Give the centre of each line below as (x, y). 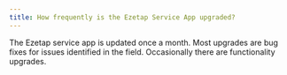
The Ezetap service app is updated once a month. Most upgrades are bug (144, 42)
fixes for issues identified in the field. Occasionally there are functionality (143, 52)
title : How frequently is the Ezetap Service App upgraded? (123, 17)
